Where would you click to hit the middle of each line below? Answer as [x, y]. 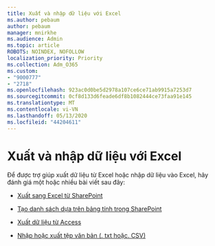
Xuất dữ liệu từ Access [49, 222]
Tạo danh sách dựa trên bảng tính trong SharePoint [89, 209]
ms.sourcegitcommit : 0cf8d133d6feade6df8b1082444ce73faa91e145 [100, 97]
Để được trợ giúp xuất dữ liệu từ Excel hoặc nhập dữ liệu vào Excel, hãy [108, 175]
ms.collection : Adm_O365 [43, 65]
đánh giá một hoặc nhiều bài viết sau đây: [66, 182]
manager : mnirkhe [32, 33]
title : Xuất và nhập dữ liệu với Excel [64, 13]
